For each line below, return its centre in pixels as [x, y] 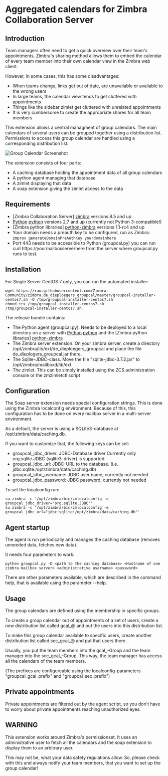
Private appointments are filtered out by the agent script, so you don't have [83, 704]
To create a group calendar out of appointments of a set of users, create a [82, 621]
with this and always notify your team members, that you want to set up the [83, 762]
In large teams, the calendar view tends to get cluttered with [74, 96]
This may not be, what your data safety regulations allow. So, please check [82, 757]
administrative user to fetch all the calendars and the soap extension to [78, 742]
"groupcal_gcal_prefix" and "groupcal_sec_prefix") [58, 676]
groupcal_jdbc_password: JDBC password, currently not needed [79, 480]
